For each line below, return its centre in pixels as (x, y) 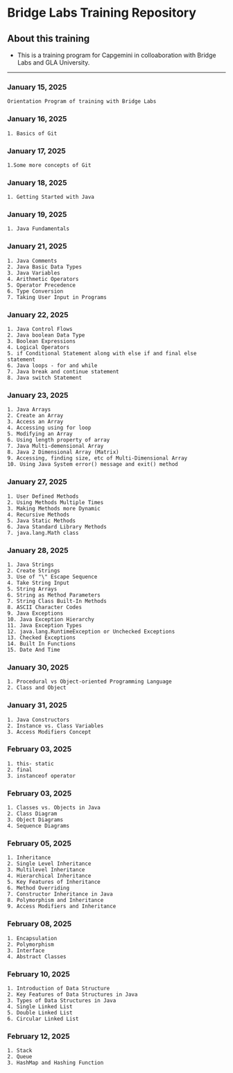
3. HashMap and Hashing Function (55, 1063)
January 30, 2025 (38, 667)
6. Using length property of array (59, 440)
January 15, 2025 (37, 87)
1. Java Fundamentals (38, 229)
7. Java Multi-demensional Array (55, 446)
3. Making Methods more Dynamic (54, 508)
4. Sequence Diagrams (38, 826)
